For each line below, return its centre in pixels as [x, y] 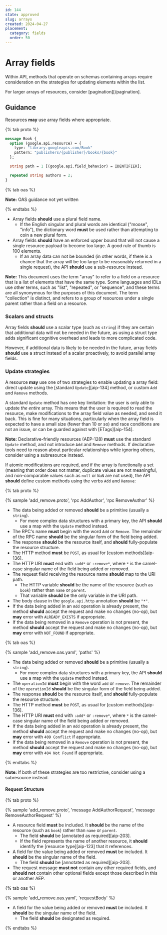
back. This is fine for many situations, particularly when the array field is [79, 419]
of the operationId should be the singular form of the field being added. [87, 689]
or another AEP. [28, 878]
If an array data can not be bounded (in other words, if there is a [86, 256]
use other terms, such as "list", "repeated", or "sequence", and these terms [82, 287]
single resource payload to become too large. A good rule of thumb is [84, 245]
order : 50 [20, 38]
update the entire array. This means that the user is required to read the [79, 408]
